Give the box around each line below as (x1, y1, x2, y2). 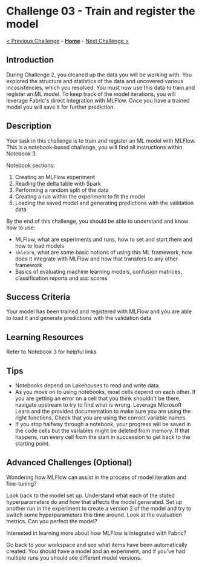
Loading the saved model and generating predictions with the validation (15, 199, 194, 206)
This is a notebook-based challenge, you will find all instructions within (6, 143, 183, 151)
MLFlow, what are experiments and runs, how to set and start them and (15, 236, 193, 243)
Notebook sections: (6, 161, 56, 169)
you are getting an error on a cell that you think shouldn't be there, (15, 395, 181, 402)
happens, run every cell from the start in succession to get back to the (15, 433, 191, 441)
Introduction (6, 55, 54, 65)
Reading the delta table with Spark (15, 180, 102, 187)
